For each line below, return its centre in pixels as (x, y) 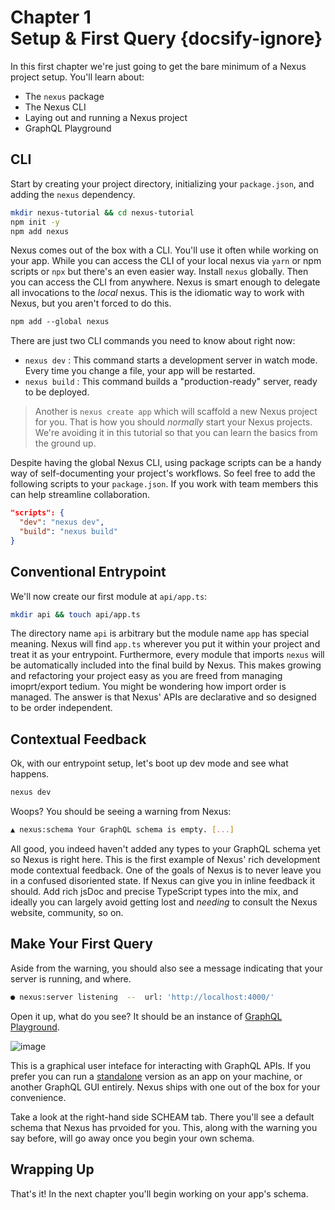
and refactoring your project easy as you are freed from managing (146, 676)
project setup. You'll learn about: (77, 77)
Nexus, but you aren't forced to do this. (91, 303)
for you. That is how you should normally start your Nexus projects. (173, 422)
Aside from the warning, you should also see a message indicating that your (166, 968)
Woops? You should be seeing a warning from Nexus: (121, 812)
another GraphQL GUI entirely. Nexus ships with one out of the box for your (165, 1087)
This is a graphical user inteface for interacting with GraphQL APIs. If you (161, 1065)
